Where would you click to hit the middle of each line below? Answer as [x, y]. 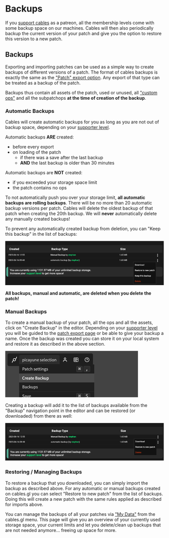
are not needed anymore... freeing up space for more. [61, 530]
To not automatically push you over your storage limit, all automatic [75, 197]
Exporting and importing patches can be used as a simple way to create [80, 66]
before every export [33, 147]
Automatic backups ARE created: [39, 137]
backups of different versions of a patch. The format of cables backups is [81, 72]
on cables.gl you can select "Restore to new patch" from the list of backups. [84, 494]
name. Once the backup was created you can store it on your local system [82, 339]
